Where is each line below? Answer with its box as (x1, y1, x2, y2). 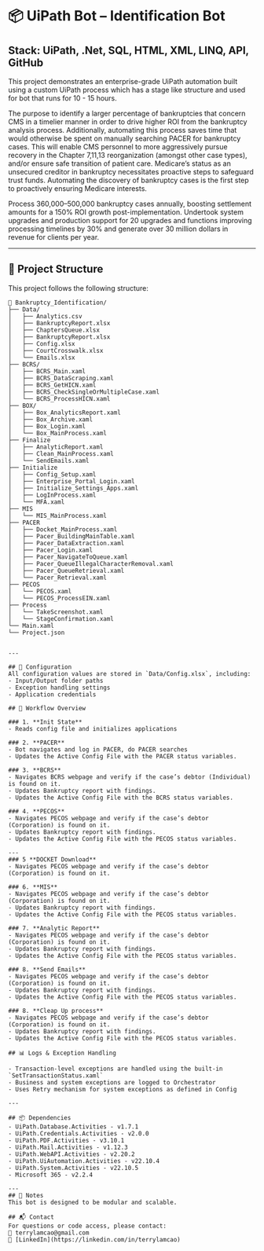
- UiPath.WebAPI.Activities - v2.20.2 (8, 1150, 135, 1158)
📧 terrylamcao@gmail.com (8, 1228, 90, 1237)
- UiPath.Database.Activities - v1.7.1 (8, 1122, 139, 1131)
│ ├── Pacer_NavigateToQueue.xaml (8, 552, 128, 561)
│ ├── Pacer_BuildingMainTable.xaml (8, 532, 135, 540)
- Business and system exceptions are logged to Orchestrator (8, 1078, 216, 1086)
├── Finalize (8, 436, 51, 444)
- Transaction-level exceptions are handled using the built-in (8, 1065, 223, 1073)
